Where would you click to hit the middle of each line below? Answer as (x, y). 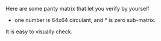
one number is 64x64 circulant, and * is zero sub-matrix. (85, 20)
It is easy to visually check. (39, 31)
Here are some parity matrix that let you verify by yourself (77, 9)
